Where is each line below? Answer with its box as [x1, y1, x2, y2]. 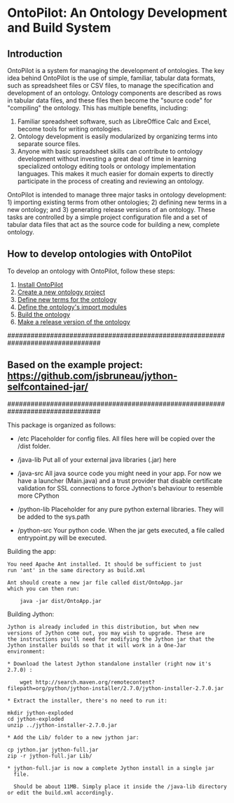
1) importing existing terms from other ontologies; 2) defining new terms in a [7, 198, 227, 206]
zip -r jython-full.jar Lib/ [7, 752, 92, 759]
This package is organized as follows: [7, 420, 116, 429]
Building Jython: [7, 609, 55, 618]
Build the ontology [17, 310, 71, 319]
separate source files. [17, 140, 81, 148]
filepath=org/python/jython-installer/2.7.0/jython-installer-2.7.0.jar [7, 684, 224, 692]
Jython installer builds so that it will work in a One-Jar [7, 642, 187, 649]
